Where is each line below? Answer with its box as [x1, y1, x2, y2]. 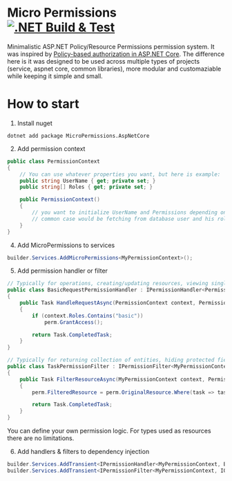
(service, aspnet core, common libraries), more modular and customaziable [7, 64, 222, 73]
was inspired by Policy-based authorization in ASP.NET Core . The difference [7, 50, 225, 58]
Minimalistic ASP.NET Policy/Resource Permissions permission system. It [7, 42, 215, 51]
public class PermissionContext [7, 158, 100, 165]
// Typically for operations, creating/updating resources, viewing [7, 280, 209, 287]
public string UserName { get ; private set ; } [19, 177, 156, 184]
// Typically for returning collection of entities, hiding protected [7, 356, 215, 364]
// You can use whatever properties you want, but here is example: [19, 171, 221, 178]
